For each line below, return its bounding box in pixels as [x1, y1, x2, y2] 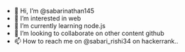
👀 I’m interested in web [13, 14, 82, 22]
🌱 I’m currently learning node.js [13, 22, 106, 30]
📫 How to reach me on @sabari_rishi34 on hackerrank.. [13, 37, 179, 45]
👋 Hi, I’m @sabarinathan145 [13, 7, 94, 15]
